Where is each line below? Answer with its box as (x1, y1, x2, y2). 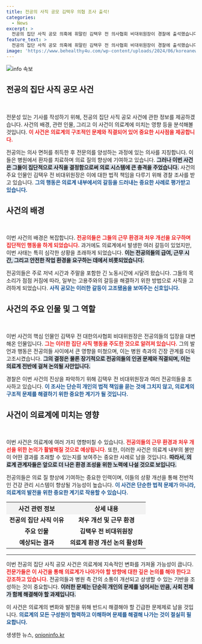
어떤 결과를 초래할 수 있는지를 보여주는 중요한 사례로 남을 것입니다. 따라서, (12, 453, 186, 461)
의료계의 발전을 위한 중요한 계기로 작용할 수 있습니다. (6, 489, 129, 496)
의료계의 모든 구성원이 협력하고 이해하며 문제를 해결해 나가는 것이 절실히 (19, 611, 185, 618)
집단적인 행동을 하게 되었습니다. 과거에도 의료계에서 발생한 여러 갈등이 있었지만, (6, 242, 192, 249)
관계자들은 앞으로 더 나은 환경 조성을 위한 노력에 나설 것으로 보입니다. (17, 461, 177, 468)
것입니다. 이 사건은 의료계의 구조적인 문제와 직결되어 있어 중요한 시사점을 (6, 128, 174, 135)
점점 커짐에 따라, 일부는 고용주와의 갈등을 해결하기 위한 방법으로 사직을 (22, 277, 188, 284)
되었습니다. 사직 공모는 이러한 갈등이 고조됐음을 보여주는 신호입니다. (22, 284, 180, 292)
